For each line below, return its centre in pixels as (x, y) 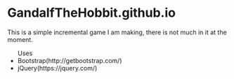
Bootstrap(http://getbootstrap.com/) (70, 60)
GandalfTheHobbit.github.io (91, 13)
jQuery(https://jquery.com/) (57, 68)
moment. (20, 39)
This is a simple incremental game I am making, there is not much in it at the (117, 32)
